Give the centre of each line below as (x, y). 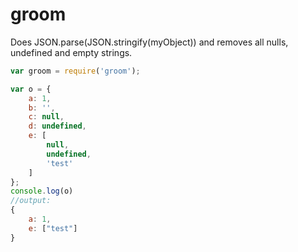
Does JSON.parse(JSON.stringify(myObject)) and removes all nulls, (149, 42)
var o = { (31, 89)
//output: (31, 201)
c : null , (46, 117)
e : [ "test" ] (53, 228)
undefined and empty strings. (71, 52)
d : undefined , (57, 126)
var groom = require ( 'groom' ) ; (75, 71)
